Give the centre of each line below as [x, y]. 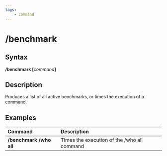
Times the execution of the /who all [102, 140]
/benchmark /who [29, 140]
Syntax [16, 57]
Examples [21, 117]
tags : [11, 10]
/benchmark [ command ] [31, 69]
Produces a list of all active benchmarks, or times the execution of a [75, 97]
